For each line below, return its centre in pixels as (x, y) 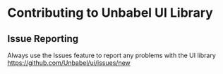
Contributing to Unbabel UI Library (110, 13)
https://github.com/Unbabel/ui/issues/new (69, 63)
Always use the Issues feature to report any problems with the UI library (112, 55)
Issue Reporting (43, 39)
